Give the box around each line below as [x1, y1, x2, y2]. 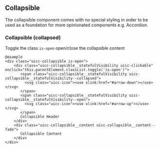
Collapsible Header [20, 114, 60, 119]
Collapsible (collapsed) [5, 34, 61, 41]
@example [5, 55, 23, 60]
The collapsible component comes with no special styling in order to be [5, 17, 148, 22]
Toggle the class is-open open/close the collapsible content [5, 45, 125, 51]
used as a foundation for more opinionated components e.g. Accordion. [5, 22, 148, 28]
